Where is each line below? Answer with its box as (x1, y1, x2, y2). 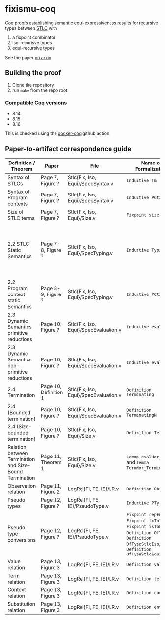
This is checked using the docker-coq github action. (5, 131, 110, 136)
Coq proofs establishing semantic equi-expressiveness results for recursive (5, 20, 158, 26)
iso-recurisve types (12, 39, 52, 45)
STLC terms (7, 214, 35, 221)
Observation (7, 482, 36, 489)
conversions (7, 536, 36, 543)
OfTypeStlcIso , (126, 540, 161, 547)
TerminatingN (126, 412, 157, 418)
